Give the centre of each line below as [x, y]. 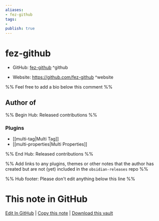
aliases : [14, 10]
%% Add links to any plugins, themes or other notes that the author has [79, 164]
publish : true [20, 29]
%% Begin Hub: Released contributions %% [51, 115]
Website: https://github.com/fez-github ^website [63, 77]
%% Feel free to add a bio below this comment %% [59, 87]
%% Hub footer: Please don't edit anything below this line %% [70, 179]
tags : [11, 19]
